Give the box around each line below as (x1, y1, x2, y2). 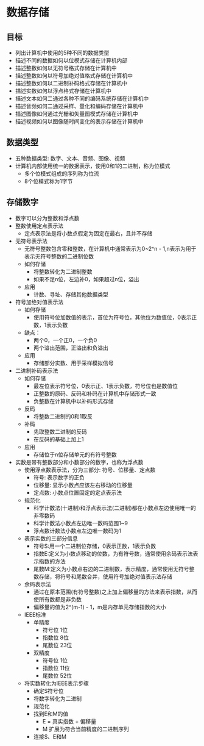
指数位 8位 (42, 634, 69, 641)
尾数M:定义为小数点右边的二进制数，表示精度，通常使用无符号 (33, 565, 190, 572)
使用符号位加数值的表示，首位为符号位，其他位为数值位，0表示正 (33, 314, 197, 321)
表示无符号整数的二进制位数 (24, 253, 94, 260)
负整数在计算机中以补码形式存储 (33, 397, 114, 404)
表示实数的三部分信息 (24, 534, 78, 542)
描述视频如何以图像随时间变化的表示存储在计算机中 (15, 118, 144, 125)
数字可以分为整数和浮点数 (15, 214, 80, 221)
